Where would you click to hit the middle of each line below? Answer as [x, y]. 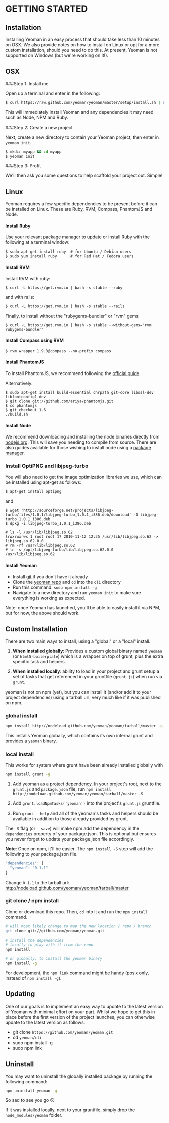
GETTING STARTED [47, 9]
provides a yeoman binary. [31, 741]
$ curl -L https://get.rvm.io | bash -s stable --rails [65, 306]
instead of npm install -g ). [33, 978]
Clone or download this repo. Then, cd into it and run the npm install [76, 912]
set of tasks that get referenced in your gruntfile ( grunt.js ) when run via [87, 676]
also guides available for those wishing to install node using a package [78, 448]
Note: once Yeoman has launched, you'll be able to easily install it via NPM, [83, 607]
